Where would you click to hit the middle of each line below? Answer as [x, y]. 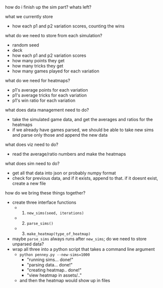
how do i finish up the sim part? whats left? [48, 7]
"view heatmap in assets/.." [54, 275]
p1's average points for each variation [50, 90]
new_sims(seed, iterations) [55, 213]
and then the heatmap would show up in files [65, 280]
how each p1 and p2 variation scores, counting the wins [68, 26]
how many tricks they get [38, 66]
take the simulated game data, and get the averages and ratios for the [82, 119]
